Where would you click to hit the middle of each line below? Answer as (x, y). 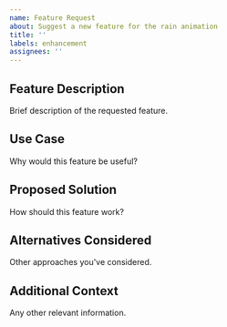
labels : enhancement (49, 43)
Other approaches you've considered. (81, 262)
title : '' (28, 35)
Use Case (37, 139)
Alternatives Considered (81, 240)
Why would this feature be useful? (74, 161)
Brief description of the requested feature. (89, 110)
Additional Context (64, 291)
